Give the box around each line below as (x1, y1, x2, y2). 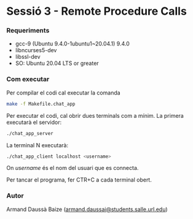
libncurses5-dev (15, 47, 57, 54)
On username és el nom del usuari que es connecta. (6, 164, 139, 172)
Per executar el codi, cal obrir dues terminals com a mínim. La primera (6, 112, 184, 119)
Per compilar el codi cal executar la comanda (6, 89, 121, 96)
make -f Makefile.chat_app (6, 101, 76, 107)
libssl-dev (15, 53, 41, 61)
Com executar (6, 75, 50, 83)
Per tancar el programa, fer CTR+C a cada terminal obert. (6, 176, 152, 183)
